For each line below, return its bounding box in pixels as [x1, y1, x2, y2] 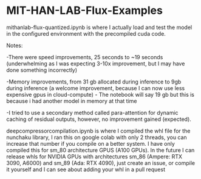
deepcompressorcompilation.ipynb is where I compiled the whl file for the [6, 127, 191, 134]
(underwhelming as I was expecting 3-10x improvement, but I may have [6, 60, 185, 67]
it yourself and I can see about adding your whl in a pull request [6, 166, 166, 173]
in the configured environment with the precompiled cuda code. [6, 30, 166, 37]
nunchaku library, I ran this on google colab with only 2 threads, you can [6, 134, 187, 141]
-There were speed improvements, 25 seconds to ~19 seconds [6, 53, 163, 60]
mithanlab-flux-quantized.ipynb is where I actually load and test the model [6, 24, 192, 31]
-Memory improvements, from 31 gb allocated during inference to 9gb [6, 78, 182, 85]
